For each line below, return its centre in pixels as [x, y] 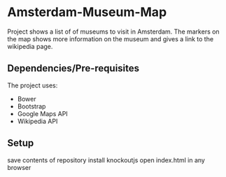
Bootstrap [31, 106]
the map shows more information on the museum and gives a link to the [111, 38]
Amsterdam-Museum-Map [87, 12]
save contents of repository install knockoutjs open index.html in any [106, 160]
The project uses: [33, 85]
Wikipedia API [37, 121]
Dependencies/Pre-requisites [73, 68]
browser [19, 167]
